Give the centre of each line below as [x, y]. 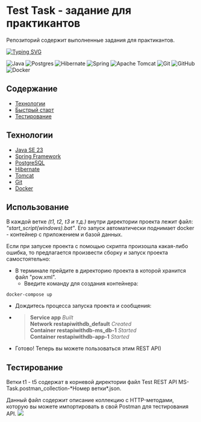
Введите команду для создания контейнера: [81, 284]
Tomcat [24, 175]
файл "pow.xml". [36, 277]
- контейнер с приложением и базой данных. [64, 235]
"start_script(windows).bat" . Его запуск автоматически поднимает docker [100, 228]
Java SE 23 [29, 150]
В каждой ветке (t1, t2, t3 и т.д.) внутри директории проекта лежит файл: [100, 222]
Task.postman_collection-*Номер [48, 388]
